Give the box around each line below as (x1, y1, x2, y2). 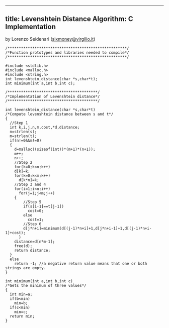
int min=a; (10, 292, 33, 297)
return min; (10, 313, 35, 319)
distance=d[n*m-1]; (14, 239, 55, 244)
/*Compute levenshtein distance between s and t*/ (5, 112, 114, 117)
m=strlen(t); (10, 134, 37, 139)
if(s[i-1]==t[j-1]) (23, 204, 64, 209)
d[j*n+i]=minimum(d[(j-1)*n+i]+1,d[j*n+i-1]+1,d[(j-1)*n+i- (23, 226, 152, 231)
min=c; (14, 309, 28, 314)
